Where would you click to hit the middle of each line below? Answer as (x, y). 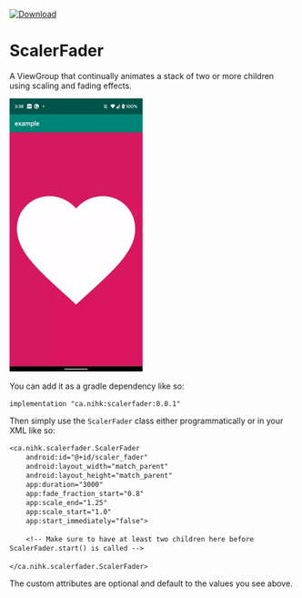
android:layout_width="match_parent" (97, 466)
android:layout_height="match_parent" (99, 475)
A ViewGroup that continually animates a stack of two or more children (142, 76)
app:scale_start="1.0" (69, 512)
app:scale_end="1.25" (66, 502)
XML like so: (33, 430)
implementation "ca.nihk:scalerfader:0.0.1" (95, 404)
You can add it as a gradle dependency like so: (97, 386)
